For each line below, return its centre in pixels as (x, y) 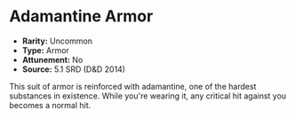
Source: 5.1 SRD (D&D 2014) (74, 69)
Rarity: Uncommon (57, 41)
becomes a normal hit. (50, 105)
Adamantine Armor (81, 16)
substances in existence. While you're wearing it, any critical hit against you (148, 96)
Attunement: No (52, 59)
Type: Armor (45, 50)
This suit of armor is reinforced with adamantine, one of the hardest (133, 86)
